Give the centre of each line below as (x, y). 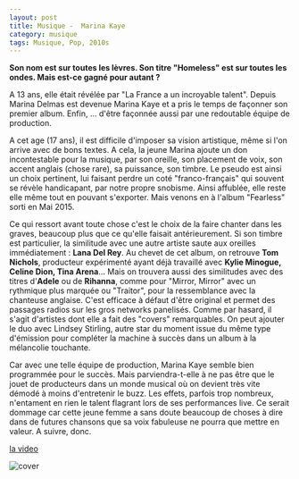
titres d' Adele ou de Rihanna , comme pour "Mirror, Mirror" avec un (133, 282)
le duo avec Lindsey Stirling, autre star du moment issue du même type (140, 329)
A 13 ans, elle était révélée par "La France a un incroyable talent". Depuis (143, 95)
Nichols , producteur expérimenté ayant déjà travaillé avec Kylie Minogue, (145, 262)
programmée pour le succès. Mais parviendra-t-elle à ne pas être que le (142, 374)
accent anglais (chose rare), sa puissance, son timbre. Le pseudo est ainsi (145, 169)
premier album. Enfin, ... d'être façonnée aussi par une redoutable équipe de (149, 113)
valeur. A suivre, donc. (50, 432)
